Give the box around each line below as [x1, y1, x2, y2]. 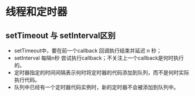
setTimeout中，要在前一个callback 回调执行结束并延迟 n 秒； [14, 47, 162, 54]
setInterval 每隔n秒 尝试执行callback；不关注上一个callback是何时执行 [14, 54, 184, 61]
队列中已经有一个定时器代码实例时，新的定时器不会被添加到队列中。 [14, 84, 179, 91]
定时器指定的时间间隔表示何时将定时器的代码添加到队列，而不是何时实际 [14, 69, 189, 76]
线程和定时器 [5, 5, 68, 19]
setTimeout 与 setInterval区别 [5, 30, 116, 40]
